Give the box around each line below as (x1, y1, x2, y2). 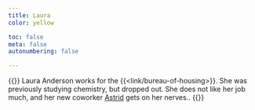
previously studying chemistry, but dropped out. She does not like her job (8, 84, 246, 94)
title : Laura (8, 11, 51, 20)
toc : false (8, 33, 44, 41)
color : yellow (8, 19, 55, 27)
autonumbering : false (8, 48, 79, 56)
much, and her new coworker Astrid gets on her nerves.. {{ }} (8, 93, 205, 102)
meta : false (8, 40, 47, 48)
